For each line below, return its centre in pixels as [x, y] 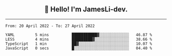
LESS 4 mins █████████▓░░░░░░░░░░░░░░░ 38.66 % [79, 39]
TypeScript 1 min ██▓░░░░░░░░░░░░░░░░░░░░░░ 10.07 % [79, 44]
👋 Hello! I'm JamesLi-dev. [86, 9]
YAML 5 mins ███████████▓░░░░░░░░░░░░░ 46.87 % [79, 35]
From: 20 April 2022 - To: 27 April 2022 [50, 26]
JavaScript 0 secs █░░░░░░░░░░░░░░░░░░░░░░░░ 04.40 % [79, 48]
